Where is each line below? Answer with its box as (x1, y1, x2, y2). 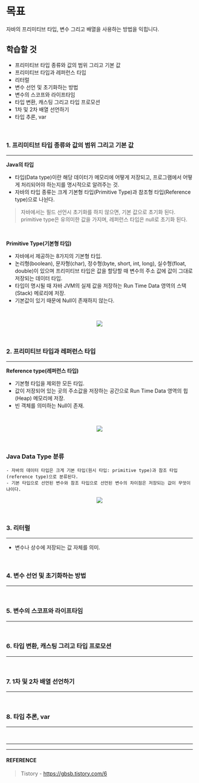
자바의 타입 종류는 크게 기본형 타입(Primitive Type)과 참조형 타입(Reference (14, 188, 191, 195)
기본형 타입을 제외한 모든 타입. (14, 380, 85, 387)
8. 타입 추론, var (6, 713, 50, 721)
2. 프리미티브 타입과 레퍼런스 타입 (6, 347, 96, 355)
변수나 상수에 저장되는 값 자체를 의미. (14, 544, 101, 551)
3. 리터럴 (6, 524, 31, 532)
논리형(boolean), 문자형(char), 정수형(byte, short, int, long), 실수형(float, (14, 260, 187, 267)
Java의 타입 (6, 161, 34, 168)
